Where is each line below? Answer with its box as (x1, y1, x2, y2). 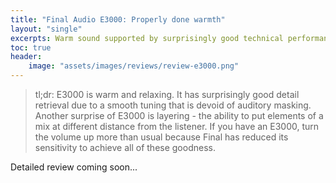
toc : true (10, 42, 52, 53)
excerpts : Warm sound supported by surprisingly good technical (10, 33, 284, 43)
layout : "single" (10, 24, 83, 34)
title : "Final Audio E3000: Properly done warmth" (10, 14, 226, 25)
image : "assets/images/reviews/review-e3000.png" (28, 61, 240, 71)
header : (10, 52, 43, 62)
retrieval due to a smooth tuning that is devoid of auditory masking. (34, 99, 312, 111)
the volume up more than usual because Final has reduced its (34, 131, 289, 143)
